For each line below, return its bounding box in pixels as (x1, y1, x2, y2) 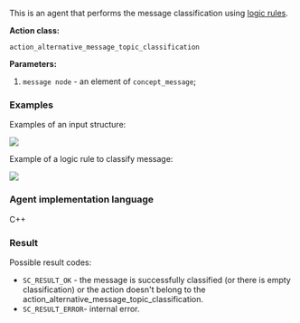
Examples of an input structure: (9, 119, 127, 130)
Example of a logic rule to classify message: (9, 154, 173, 165)
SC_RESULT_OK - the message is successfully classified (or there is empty (22, 274, 291, 285)
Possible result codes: (9, 257, 92, 268)
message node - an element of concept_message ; (22, 76, 197, 87)
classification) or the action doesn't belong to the (22, 284, 206, 295)
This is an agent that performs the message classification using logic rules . (9, 8, 289, 18)
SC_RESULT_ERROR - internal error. (22, 303, 140, 314)
